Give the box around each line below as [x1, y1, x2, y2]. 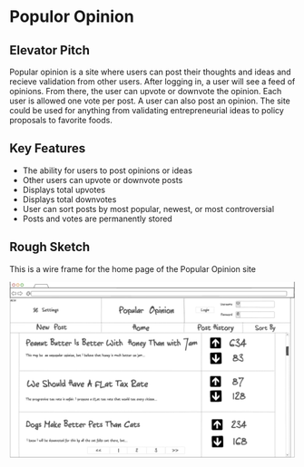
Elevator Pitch [9, 43, 91, 58]
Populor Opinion [9, 6, 134, 27]
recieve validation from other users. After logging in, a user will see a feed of [9, 76, 296, 87]
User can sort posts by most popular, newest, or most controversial [22, 203, 275, 214]
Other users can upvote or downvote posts [22, 174, 183, 185]
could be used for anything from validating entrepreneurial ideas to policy [9, 105, 284, 115]
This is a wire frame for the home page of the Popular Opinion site [9, 263, 257, 274]
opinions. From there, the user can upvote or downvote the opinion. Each [9, 86, 282, 96]
